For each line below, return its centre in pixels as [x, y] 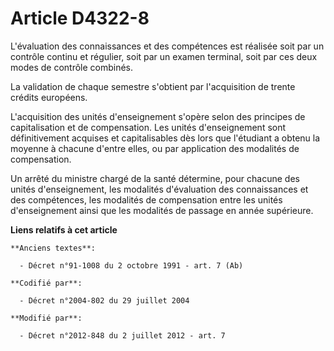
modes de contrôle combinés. [72, 67]
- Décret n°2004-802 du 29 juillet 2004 [104, 300]
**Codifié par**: [46, 283]
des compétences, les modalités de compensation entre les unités [146, 199]
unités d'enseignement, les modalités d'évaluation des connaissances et [159, 189]
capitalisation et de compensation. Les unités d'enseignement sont [148, 127]
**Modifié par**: [46, 318]
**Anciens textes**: [53, 248]
